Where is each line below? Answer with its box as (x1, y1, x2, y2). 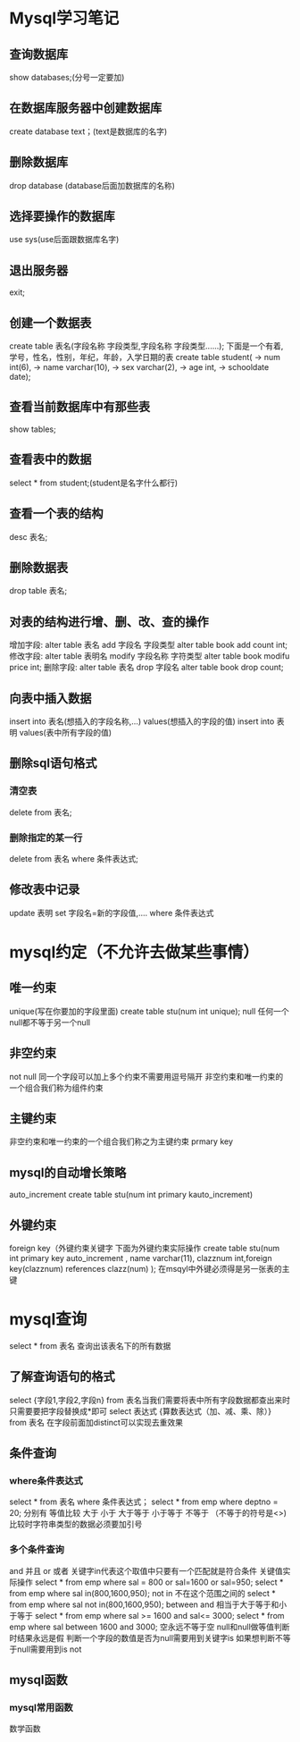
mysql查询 (9, 1309, 87, 1330)
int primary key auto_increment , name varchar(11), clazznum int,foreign (9, 1252, 272, 1263)
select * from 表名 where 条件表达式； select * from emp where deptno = (9, 1496, 279, 1507)
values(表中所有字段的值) (19, 727, 112, 737)
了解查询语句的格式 (9, 1369, 115, 1384)
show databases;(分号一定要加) (9, 72, 125, 82)
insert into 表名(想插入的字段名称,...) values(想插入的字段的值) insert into (9, 716, 275, 727)
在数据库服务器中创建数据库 (9, 100, 162, 116)
